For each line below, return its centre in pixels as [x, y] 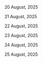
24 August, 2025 [21, 45]
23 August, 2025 [21, 35]
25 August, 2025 [21, 54]
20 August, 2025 [21, 7]
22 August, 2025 [21, 26]
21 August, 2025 [21, 16]
